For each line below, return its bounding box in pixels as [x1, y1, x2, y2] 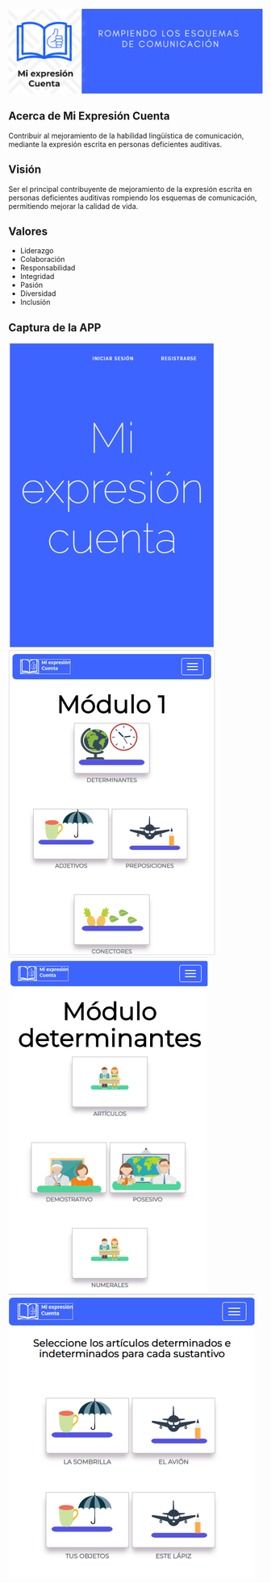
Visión [8, 163, 42, 177]
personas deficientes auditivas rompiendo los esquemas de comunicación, [8, 193, 257, 202]
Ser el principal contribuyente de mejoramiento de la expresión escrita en [8, 184, 252, 194]
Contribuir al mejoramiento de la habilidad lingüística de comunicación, [8, 131, 244, 140]
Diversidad [19, 289, 56, 298]
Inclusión [19, 298, 51, 307]
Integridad [19, 272, 55, 281]
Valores [8, 225, 48, 239]
